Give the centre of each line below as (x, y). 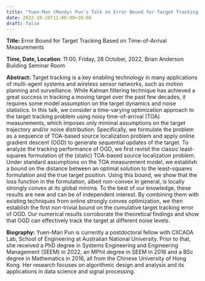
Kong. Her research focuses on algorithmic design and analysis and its (95, 265)
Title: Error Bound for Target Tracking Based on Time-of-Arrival (87, 41)
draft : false (23, 23)
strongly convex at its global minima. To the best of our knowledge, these (99, 188)
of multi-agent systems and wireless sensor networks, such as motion (95, 84)
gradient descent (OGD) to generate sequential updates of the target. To (97, 143)
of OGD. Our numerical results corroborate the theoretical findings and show (103, 214)
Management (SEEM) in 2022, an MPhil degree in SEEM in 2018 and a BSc (100, 252)
